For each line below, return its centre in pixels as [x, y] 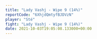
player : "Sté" [20, 19]
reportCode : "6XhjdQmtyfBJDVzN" [39, 15]
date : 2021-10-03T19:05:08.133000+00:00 [49, 29]
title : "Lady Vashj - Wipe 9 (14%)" [44, 10]
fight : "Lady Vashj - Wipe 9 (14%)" [44, 24]
